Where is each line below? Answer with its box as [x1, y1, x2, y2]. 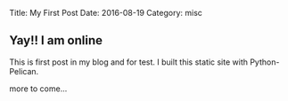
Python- [249, 57, 280, 67]
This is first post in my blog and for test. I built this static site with [9, 57, 248, 67]
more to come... [9, 83, 68, 94]
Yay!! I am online [9, 33, 103, 48]
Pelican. [9, 66, 39, 76]
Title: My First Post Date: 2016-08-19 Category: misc [9, 8, 203, 18]
